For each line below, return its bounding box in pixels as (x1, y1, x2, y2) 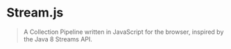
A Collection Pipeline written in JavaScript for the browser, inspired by (23, 28, 224, 36)
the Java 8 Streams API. (23, 35, 93, 43)
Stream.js (6, 5, 64, 21)
